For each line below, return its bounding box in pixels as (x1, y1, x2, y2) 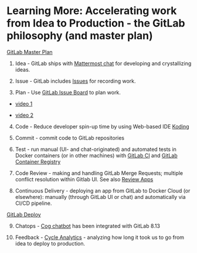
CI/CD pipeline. (15, 200, 52, 207)
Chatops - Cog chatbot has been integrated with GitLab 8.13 (15, 222, 161, 230)
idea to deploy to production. (15, 239, 86, 247)
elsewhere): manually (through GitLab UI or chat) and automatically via (15, 193, 186, 200)
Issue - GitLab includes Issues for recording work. (15, 77, 137, 85)
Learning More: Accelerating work (6, 4, 177, 18)
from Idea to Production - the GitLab (6, 16, 185, 30)
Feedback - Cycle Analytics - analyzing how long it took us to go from (15, 234, 184, 241)
